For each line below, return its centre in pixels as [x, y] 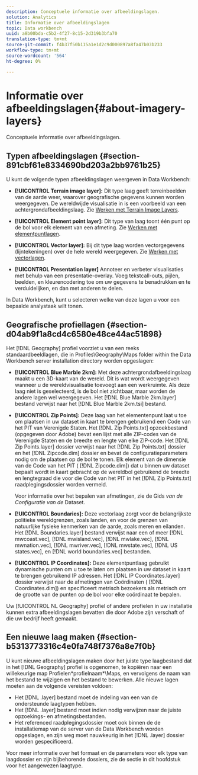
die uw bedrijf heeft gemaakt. [42, 619]
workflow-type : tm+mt [33, 50]
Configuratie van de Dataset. [50, 502]
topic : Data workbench [34, 28]
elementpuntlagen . [38, 234]
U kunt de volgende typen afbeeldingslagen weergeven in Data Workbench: [98, 180]
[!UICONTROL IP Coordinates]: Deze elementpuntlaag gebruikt [92, 563]
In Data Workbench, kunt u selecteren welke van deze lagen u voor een [93, 300]
